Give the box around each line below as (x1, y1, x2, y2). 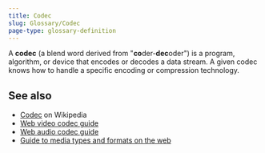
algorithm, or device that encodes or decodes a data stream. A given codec (8, 57, 258, 66)
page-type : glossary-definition (8, 26, 116, 34)
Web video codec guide (19, 119, 98, 128)
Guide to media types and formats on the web (19, 135, 172, 145)
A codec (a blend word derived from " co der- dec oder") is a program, (8, 49, 235, 58)
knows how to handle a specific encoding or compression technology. (8, 66, 240, 75)
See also (8, 89, 52, 103)
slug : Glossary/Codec (8, 19, 81, 27)
